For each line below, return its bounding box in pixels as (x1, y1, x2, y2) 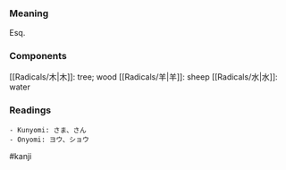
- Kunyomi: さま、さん (9, 125, 87, 134)
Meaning (9, 7, 49, 20)
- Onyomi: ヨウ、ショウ (9, 135, 89, 144)
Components (9, 50, 67, 63)
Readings (9, 104, 52, 116)
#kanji (9, 150, 32, 161)
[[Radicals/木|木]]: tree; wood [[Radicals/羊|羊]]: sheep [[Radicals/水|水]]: (9, 71, 279, 82)
